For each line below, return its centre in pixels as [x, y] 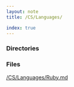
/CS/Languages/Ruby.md [37, 77]
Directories [23, 49]
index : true [21, 28]
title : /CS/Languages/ [34, 17]
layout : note [22, 12]
